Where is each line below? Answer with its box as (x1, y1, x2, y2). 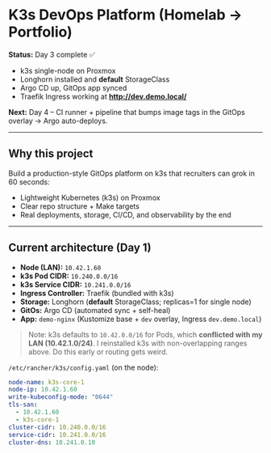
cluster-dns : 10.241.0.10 (8, 438, 95, 447)
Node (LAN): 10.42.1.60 (19, 262, 102, 272)
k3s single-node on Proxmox (19, 66, 116, 75)
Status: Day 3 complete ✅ (8, 49, 96, 59)
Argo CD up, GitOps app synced (19, 83, 127, 92)
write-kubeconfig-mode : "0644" (8, 393, 114, 401)
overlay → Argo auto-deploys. (8, 116, 108, 125)
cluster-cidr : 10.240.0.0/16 (8, 423, 106, 431)
